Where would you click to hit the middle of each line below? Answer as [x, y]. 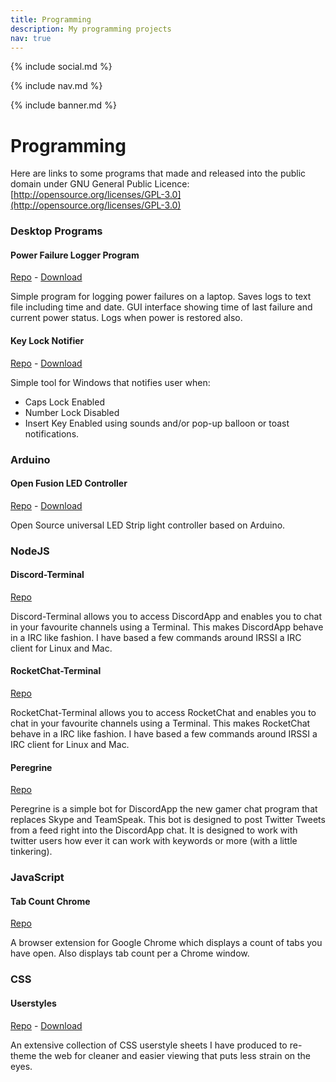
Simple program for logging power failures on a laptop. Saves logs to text [161, 297]
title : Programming [51, 19]
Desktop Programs [56, 231]
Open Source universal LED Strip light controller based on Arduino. [148, 525]
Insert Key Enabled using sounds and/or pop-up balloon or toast [157, 423]
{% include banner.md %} [63, 105]
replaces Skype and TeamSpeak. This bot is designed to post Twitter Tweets [168, 820]
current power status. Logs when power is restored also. [126, 318]
